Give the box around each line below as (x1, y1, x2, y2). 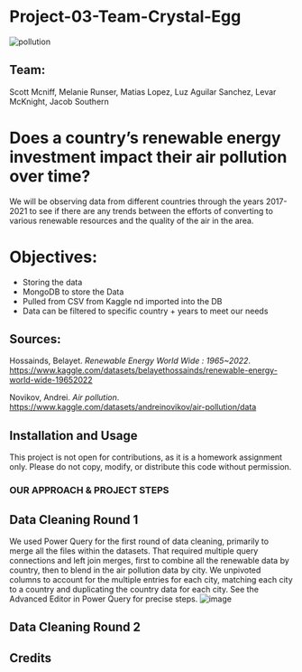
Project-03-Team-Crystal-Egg (9, 6, 242, 27)
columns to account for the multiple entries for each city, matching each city (9, 574, 293, 584)
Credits (9, 650, 52, 666)
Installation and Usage (9, 427, 138, 443)
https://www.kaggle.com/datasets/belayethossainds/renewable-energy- (9, 365, 278, 376)
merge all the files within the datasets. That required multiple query (9, 545, 259, 556)
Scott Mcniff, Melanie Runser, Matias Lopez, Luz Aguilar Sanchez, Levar (9, 86, 277, 97)
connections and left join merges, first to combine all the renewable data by (9, 555, 290, 565)
